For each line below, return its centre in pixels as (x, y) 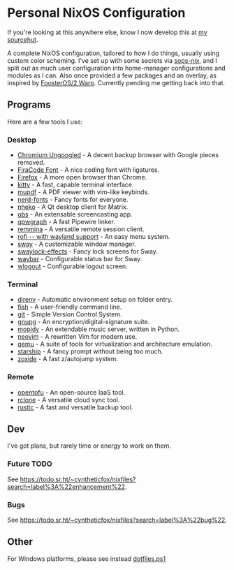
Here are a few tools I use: (45, 122)
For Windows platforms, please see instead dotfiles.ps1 (87, 558)
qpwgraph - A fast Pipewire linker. (66, 222)
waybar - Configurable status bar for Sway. (80, 259)
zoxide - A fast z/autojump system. (68, 359)
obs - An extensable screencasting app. (75, 214)
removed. (31, 163)
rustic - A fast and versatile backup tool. (75, 407)
